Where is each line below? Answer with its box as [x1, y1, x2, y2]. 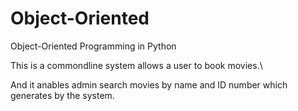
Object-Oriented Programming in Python [10, 40, 177, 52]
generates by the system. [10, 89, 115, 101]
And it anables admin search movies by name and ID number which [10, 78, 288, 91]
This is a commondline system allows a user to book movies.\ [10, 59, 263, 71]
